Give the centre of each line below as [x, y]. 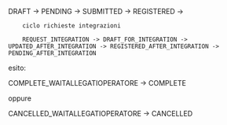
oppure [20, 98]
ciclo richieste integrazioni [72, 26]
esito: [17, 68]
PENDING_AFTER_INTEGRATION [52, 53]
